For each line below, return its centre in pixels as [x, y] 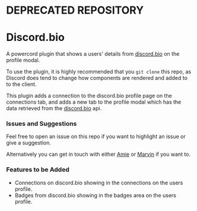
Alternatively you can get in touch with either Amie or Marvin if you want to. [99, 154]
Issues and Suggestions [42, 124]
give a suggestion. [29, 143]
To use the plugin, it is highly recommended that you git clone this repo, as [99, 72]
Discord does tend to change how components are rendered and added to [97, 78]
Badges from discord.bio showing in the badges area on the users [96, 195]
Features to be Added [38, 170]
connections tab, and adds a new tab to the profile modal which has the [94, 102]
